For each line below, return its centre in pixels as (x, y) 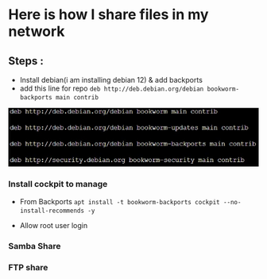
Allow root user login (54, 225)
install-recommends (52, 211)
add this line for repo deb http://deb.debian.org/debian (112, 88)
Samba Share (35, 246)
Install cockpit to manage (58, 184)
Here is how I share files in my (108, 15)
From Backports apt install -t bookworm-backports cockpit (120, 201)
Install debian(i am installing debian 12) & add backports (111, 80)
